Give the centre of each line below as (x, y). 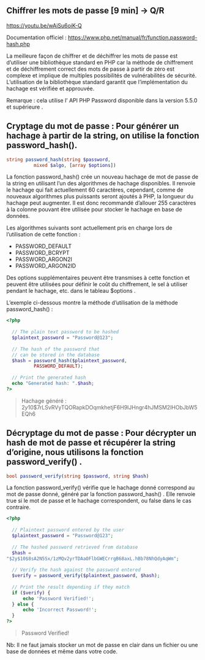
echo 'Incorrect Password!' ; (60, 610)
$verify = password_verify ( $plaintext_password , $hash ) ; (86, 576)
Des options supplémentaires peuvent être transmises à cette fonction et (98, 278)
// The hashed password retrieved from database (75, 547)
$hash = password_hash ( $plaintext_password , (69, 360)
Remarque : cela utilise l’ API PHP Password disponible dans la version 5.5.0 (102, 100)
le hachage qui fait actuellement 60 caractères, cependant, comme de (95, 190)
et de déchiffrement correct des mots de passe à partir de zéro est (91, 69)
